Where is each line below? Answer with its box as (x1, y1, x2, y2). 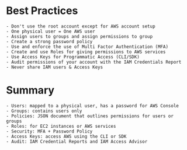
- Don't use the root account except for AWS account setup (6, 23, 156, 29)
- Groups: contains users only (6, 108, 82, 114)
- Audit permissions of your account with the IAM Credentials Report (6, 59, 182, 65)
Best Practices (6, 4, 78, 18)
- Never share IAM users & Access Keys (6, 64, 103, 70)
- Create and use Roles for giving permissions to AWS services (6, 48, 166, 55)
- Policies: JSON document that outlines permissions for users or (6, 113, 174, 119)
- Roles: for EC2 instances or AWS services (6, 123, 116, 129)
